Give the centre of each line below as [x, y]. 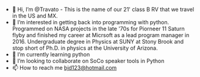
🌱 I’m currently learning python [51, 54]
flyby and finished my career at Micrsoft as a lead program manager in [101, 35]
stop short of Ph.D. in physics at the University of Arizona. [85, 48]
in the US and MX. [35, 16]
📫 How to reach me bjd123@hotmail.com [64, 68]
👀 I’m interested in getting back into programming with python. [91, 22]
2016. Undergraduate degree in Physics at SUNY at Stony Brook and [98, 42]
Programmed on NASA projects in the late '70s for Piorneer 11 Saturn [98, 28]
